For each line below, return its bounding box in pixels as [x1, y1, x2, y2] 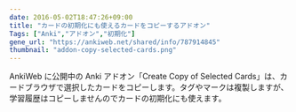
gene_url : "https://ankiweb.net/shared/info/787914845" [9, 37, 220, 47]
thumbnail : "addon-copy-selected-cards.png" [9, 46, 177, 55]
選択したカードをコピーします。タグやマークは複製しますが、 [63, 82, 289, 93]
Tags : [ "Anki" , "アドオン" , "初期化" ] [9, 29, 136, 38]
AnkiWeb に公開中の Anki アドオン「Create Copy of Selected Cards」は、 [9, 71, 280, 82]
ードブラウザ [9, 82, 56, 93]
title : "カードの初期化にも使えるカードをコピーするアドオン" [9, 21, 211, 30]
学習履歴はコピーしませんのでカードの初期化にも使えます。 [9, 93, 227, 104]
